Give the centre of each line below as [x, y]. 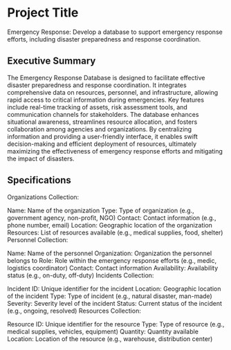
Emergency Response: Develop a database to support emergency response [115, 32]
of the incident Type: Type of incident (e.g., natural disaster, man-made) [110, 296]
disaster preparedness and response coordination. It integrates [97, 85]
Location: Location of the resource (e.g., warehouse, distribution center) [110, 339]
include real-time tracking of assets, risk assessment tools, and [98, 107]
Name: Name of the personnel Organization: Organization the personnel [110, 253]
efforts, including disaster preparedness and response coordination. [104, 39]
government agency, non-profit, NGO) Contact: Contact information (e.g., [112, 218]
